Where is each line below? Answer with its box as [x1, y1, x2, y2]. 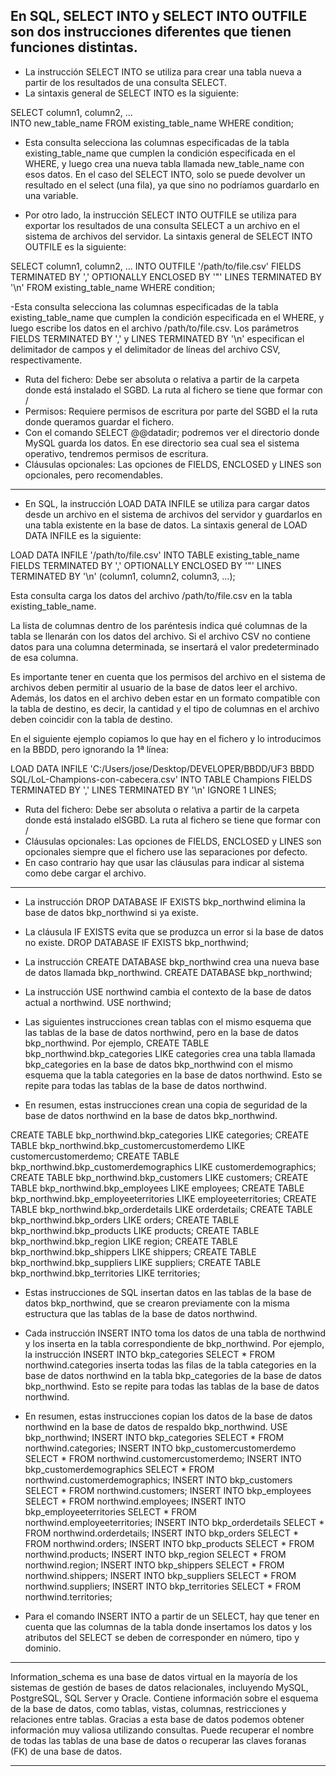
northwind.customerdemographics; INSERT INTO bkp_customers [24, 1474, 293, 1486]
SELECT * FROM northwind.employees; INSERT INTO [24, 1495, 247, 1507]
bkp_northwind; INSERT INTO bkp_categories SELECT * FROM [24, 1431, 285, 1443]
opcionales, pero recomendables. [24, 469, 163, 481]
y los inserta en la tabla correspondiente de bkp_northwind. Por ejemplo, [24, 1337, 325, 1349]
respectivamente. [10, 354, 83, 366]
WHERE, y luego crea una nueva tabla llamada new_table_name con [24, 157, 305, 169]
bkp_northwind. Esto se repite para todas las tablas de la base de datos [24, 1380, 320, 1392]
